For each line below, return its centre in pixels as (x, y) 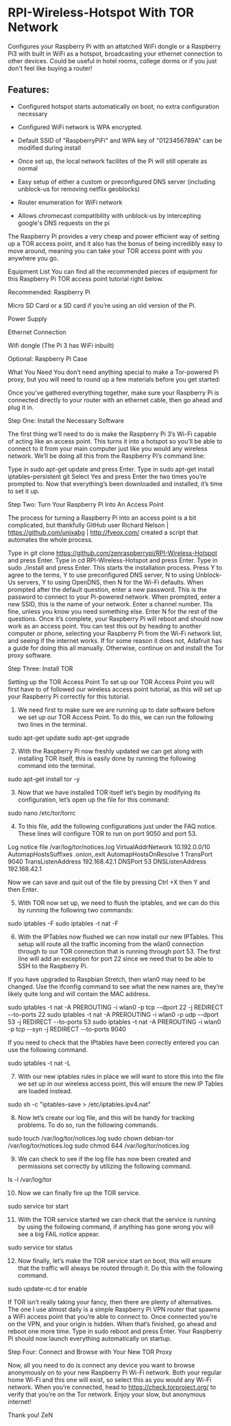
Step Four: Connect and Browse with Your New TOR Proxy (90, 1352)
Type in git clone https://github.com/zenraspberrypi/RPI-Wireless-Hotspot (113, 553)
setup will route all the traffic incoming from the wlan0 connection (111, 944)
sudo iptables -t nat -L (39, 1063)
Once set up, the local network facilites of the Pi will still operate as (112, 161)
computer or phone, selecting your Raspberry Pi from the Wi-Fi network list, (115, 633)
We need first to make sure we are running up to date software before (116, 710)
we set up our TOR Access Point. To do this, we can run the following (115, 717)
